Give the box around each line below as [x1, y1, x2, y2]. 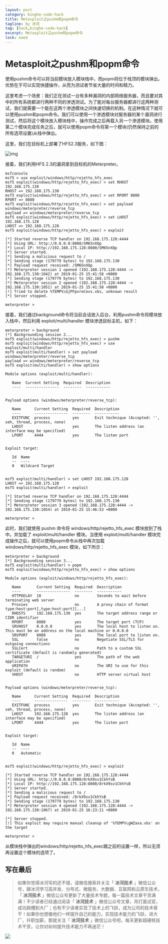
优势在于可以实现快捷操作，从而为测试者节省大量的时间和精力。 [5, 82, 136, 88]
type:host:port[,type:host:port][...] [5, 606, 86, 611]
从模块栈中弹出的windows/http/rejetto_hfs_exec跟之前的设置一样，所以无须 [5, 843, 161, 849]
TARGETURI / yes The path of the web [11, 654, 140, 660]
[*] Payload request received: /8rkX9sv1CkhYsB [5, 794, 106, 800]
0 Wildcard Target [11, 463, 55, 468]
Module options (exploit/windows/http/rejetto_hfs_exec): [5, 576, 128, 581]
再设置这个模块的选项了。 [5, 849, 58, 855]
